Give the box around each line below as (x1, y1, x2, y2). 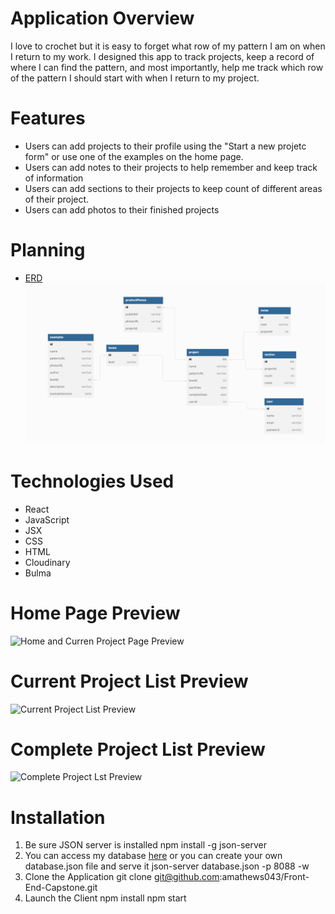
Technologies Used (10, 470, 175, 492)
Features (10, 107, 86, 130)
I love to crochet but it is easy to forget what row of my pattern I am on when (10, 40, 326, 52)
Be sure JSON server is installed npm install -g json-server (24, 839, 268, 851)
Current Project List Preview (10, 670, 249, 692)
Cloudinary (24, 556, 71, 568)
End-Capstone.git (24, 882, 98, 894)
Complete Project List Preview (10, 738, 266, 761)
